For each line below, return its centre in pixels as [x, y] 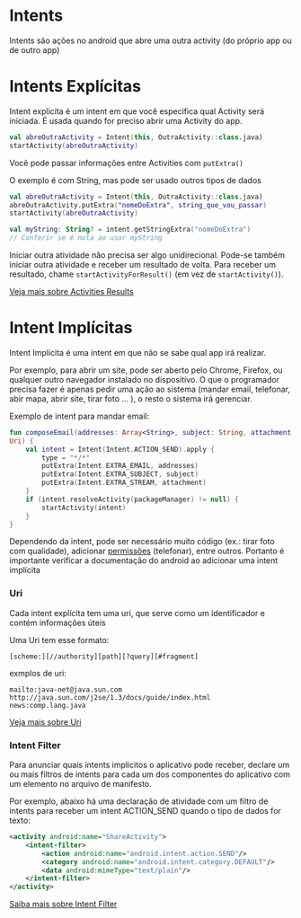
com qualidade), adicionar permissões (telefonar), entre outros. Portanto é [147, 551]
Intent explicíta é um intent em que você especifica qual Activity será [137, 111]
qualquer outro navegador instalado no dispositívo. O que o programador [145, 379]
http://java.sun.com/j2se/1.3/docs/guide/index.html [110, 697]
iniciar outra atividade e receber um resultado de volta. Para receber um [143, 265]
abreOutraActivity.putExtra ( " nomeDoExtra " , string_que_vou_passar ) [138, 205]
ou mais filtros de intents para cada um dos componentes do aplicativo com [150, 774]
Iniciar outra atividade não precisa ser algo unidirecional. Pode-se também [147, 255]
